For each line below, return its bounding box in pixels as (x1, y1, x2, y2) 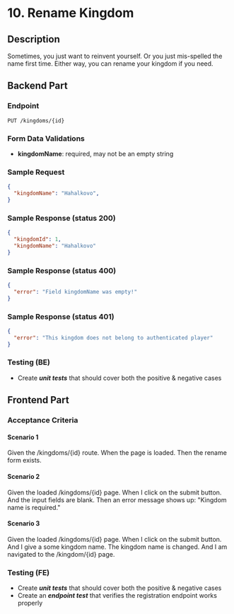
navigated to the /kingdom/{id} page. (7, 550, 115, 558)
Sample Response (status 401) (7, 311, 115, 321)
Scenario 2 (7, 472, 40, 480)
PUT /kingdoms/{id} (7, 117, 65, 124)
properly (17, 599, 43, 608)
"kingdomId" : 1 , (13, 236, 62, 243)
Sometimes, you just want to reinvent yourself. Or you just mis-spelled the (7, 52, 223, 60)
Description (7, 33, 60, 45)
